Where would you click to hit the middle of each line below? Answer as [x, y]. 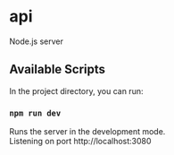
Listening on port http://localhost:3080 [80, 142]
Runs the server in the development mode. [87, 132]
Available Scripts [57, 69]
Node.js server [37, 41]
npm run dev [35, 113]
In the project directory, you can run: [76, 90]
